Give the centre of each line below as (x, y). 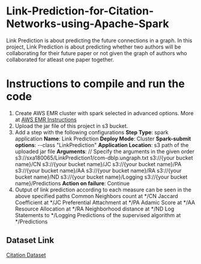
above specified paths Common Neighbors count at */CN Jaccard (96, 196)
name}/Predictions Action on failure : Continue (72, 183)
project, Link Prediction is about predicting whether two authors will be (94, 47)
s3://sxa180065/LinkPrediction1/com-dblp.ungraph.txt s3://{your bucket (104, 158)
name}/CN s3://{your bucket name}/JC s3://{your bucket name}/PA (98, 164)
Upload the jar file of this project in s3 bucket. (71, 126)
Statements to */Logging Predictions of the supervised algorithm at (98, 215)
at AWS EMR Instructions (46, 119)
